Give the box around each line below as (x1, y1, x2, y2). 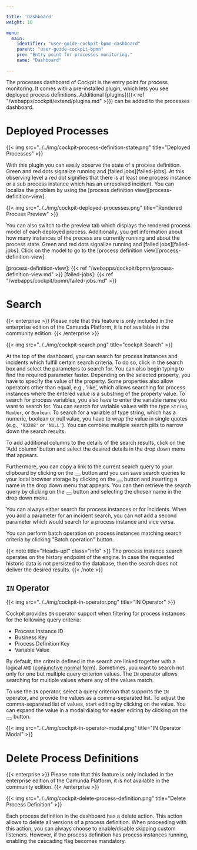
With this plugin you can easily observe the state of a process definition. (6, 161, 181, 168)
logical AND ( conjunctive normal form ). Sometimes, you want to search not (6, 664, 185, 672)
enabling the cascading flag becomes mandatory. (6, 838, 126, 845)
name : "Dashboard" (16, 57, 62, 63)
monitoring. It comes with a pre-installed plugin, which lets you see (6, 85, 169, 92)
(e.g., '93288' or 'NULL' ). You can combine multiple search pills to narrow (6, 421, 183, 428)
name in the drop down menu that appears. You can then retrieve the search (6, 481, 191, 489)
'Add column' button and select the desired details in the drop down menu (6, 445, 186, 452)
